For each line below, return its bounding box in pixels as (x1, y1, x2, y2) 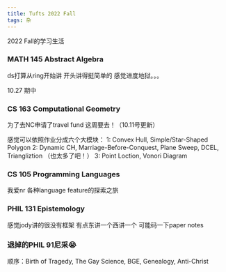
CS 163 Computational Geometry (7, 104, 120, 114)
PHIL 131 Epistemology (7, 204, 86, 213)
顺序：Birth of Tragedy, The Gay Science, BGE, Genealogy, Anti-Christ (7, 257, 209, 265)
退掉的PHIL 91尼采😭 (7, 240, 77, 250)
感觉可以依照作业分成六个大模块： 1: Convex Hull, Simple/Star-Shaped (7, 135, 209, 144)
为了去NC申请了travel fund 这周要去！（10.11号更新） (7, 121, 159, 129)
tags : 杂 (7, 17, 31, 24)
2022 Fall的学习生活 (7, 36, 65, 45)
